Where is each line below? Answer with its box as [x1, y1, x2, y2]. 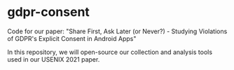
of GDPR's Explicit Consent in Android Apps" [7, 34, 137, 42]
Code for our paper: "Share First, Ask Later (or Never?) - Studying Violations [7, 27, 228, 35]
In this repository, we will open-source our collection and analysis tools [7, 48, 212, 56]
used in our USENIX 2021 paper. [7, 55, 100, 63]
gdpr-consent [7, 4, 90, 20]
